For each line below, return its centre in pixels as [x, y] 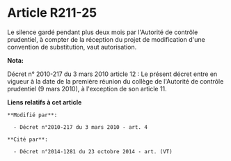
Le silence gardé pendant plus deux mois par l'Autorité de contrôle [103, 32]
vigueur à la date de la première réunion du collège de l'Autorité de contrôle [115, 81]
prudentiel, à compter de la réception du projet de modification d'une [106, 39]
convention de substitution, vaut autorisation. [72, 47]
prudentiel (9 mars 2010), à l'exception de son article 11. [87, 89]
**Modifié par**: [32, 115]
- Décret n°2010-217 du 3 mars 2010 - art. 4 [81, 127]
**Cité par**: [28, 139]
